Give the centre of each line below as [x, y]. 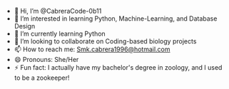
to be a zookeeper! [42, 78]
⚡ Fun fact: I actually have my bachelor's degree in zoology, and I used [118, 67]
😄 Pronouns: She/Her [46, 59]
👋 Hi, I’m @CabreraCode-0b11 [58, 11]
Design [25, 26]
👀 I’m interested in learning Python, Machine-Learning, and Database [116, 19]
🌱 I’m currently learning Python [60, 33]
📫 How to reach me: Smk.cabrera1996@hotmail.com [92, 49]
